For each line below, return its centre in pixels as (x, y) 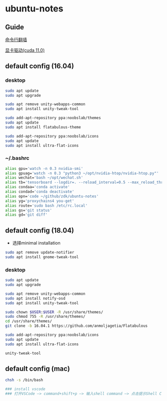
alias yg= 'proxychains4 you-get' (40, 201)
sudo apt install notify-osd (35, 298)
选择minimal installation (36, 243)
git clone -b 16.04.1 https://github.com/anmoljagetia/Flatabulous (77, 326)
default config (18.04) (40, 230)
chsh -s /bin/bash (24, 380)
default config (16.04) (40, 66)
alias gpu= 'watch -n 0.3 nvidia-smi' (44, 168)
